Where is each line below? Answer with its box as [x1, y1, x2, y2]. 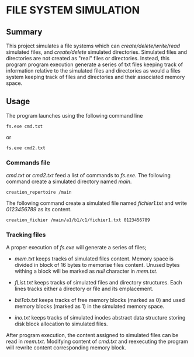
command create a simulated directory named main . [6, 178, 132, 185]
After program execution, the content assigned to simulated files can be [6, 332, 179, 339]
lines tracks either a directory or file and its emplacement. [14, 285, 154, 293]
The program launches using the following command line [6, 112, 143, 119]
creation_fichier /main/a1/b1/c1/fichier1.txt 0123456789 [6, 217, 150, 223]
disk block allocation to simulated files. [14, 320, 108, 328]
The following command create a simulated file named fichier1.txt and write [6, 200, 187, 207]
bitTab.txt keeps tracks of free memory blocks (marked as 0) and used [14, 297, 185, 304]
